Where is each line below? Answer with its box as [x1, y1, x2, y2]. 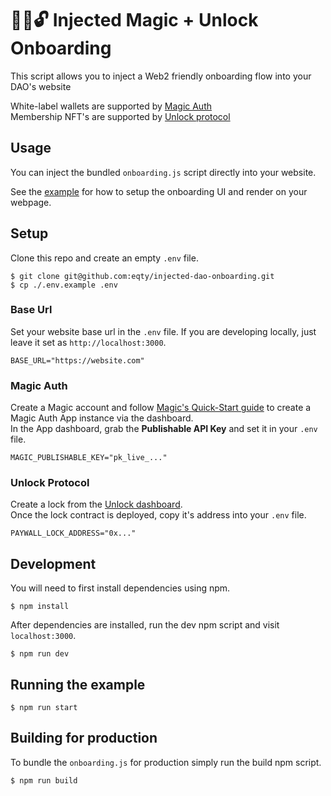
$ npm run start [10, 703, 78, 713]
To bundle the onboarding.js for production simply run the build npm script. [10, 756, 322, 768]
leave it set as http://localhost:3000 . [10, 336, 167, 348]
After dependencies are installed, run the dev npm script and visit [10, 619, 280, 631]
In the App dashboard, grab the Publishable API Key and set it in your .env [10, 423, 318, 435]
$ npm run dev [10, 649, 70, 659]
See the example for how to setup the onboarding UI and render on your [10, 185, 308, 197]
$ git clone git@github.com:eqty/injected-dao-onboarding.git [10, 271, 275, 281]
